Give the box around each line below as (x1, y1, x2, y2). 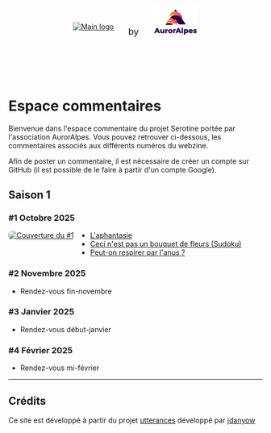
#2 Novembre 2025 (8, 268, 86, 279)
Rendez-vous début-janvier (19, 324, 111, 334)
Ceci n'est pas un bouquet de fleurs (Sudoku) (90, 239, 242, 249)
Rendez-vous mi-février (19, 363, 100, 373)
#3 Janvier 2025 (8, 306, 75, 318)
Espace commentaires (8, 97, 161, 114)
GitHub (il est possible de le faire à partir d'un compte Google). (8, 164, 217, 174)
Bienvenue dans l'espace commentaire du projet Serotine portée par (8, 123, 236, 133)
